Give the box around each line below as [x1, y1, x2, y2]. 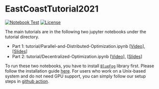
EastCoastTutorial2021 [5, 3, 99, 15]
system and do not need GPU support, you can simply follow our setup [5, 73, 146, 79]
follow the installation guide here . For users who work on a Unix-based [5, 68, 146, 74]
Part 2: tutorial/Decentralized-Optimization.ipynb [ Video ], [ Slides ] [12, 53, 143, 59]
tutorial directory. [5, 34, 40, 40]
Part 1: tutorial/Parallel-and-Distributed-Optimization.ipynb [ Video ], [12, 43, 145, 49]
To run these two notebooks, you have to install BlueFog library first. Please [5, 63, 155, 69]
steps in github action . [5, 78, 49, 84]
